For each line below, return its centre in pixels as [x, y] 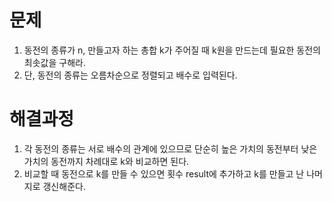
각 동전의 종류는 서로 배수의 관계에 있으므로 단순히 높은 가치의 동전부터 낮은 [170, 148]
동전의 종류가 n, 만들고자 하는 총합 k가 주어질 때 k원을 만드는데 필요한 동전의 [172, 50]
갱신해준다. [64, 186]
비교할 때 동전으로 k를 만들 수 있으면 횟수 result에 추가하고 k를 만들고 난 [164, 173]
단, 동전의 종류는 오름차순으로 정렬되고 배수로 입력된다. [130, 75]
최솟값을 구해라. [54, 62]
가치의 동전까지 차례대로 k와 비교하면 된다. [106, 161]
